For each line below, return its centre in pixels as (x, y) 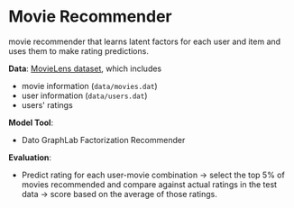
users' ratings (47, 104)
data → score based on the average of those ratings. (119, 194)
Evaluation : (30, 157)
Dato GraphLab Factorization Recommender (103, 140)
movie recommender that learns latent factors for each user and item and (145, 41)
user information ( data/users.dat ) (84, 95)
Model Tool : (31, 122)
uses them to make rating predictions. (79, 50)
